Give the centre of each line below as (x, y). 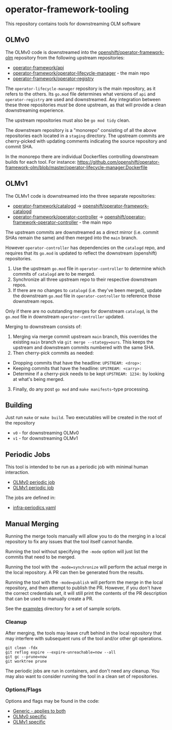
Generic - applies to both (39, 711)
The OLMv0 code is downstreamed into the (51, 52)
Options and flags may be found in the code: (52, 701)
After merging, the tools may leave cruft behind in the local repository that (83, 633)
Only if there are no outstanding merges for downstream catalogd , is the (82, 311)
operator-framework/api (38, 67)
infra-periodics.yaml (34, 508)
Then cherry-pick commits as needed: (53, 353)
